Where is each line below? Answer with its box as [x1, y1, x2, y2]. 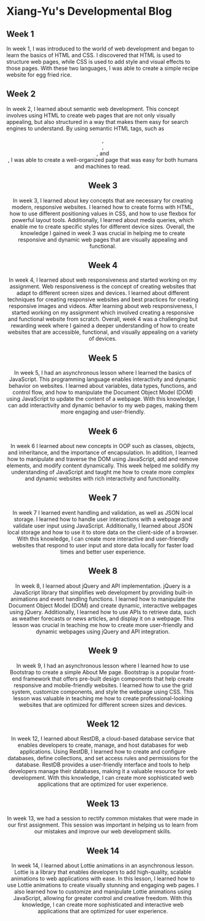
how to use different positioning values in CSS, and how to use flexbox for [9, 210, 196, 217]
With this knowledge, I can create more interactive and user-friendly [17, 535, 189, 542]
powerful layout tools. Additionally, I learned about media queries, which [12, 216, 194, 223]
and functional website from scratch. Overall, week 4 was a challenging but [8, 315, 198, 323]
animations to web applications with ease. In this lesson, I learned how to [10, 874, 195, 882]
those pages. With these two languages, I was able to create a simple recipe [6, 64, 199, 72]
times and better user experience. [60, 548, 146, 555]
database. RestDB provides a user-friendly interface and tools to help [15, 761, 190, 768]
